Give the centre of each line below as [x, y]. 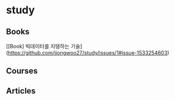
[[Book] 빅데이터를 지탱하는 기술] [44, 46]
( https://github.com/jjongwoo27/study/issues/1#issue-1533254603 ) [88, 53]
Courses [22, 71]
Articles [21, 91]
